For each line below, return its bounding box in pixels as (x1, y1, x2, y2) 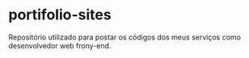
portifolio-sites (8, 6, 112, 24)
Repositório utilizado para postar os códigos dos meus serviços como (8, 32, 241, 42)
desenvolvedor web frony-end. (8, 40, 112, 50)
